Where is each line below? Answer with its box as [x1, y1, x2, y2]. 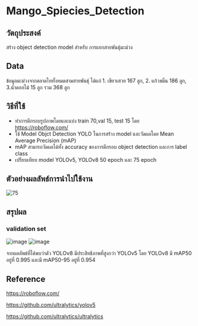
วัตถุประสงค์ [6, 28, 41, 38]
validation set [6, 224, 46, 233]
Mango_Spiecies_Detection [6, 4, 144, 18]
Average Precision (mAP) [14, 137, 77, 144]
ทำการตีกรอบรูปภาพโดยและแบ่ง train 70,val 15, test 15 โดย [14, 117, 140, 124]
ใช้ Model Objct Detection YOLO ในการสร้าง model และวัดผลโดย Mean [14, 130, 174, 137]
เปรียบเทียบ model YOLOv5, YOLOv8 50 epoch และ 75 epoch [14, 156, 156, 163]
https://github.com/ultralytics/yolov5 [6, 301, 96, 308]
